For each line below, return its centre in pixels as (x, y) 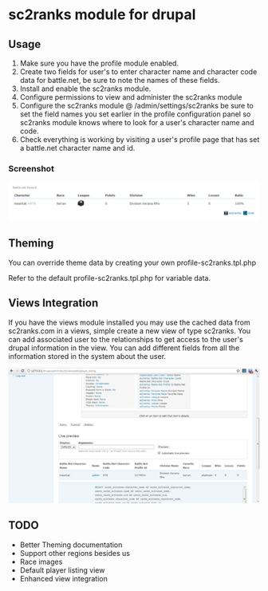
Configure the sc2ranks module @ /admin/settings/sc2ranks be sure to (136, 106)
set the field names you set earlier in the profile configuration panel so (135, 114)
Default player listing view (62, 570)
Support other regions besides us (75, 553)
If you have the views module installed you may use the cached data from (129, 322)
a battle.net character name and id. (77, 148)
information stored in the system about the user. (87, 356)
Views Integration (53, 303)
